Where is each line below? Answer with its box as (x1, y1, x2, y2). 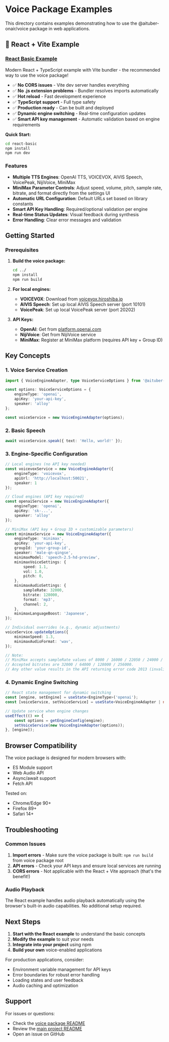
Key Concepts (5, 351, 50, 360)
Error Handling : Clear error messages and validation (12, 217, 122, 223)
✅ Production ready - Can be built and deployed (12, 104, 114, 110)
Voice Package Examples (5, 4, 113, 15)
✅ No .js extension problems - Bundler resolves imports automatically (12, 87, 159, 94)
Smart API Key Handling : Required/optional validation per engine (12, 206, 148, 212)
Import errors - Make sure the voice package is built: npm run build (12, 852, 153, 858)
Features (5, 162, 28, 169)
